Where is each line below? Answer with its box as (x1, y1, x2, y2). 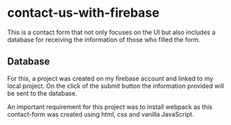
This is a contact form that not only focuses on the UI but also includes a (7, 28, 216, 36)
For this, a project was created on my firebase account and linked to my (7, 74, 214, 82)
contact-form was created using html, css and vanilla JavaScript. (7, 110, 194, 118)
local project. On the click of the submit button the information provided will (7, 82, 225, 90)
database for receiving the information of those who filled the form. (7, 35, 201, 43)
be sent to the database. (7, 89, 77, 97)
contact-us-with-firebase (7, 5, 160, 21)
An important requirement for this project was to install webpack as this (7, 103, 213, 111)
